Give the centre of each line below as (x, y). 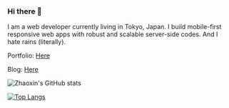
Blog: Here (23, 70)
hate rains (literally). (37, 42)
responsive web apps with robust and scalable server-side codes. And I (113, 34)
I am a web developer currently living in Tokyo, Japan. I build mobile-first (114, 27)
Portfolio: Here (29, 55)
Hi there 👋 (25, 11)
